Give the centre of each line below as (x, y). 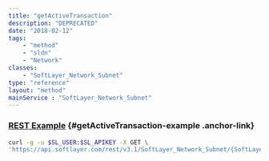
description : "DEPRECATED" (53, 23)
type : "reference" (39, 83)
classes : (23, 68)
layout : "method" (37, 90)
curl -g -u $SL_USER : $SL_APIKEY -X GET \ (78, 142)
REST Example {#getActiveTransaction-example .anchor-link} (131, 126)
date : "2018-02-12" (41, 30)
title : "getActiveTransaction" (60, 16)
